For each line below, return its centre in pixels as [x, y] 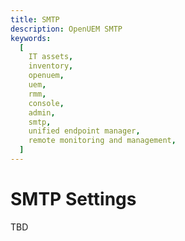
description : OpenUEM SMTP [66, 29]
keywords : [31, 38]
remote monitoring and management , [102, 141]
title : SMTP [35, 19]
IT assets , [51, 57]
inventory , [51, 66]
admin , [42, 112]
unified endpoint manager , [84, 131]
